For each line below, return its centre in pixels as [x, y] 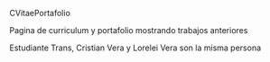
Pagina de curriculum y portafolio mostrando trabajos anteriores [129, 30]
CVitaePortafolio [40, 13]
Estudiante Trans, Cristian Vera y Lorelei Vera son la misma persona [135, 48]
